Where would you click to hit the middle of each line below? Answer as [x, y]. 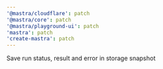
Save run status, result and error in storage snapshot [81, 58]
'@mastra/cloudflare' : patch [48, 13]
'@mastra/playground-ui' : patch [53, 26]
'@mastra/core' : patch [39, 20]
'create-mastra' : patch [41, 39]
